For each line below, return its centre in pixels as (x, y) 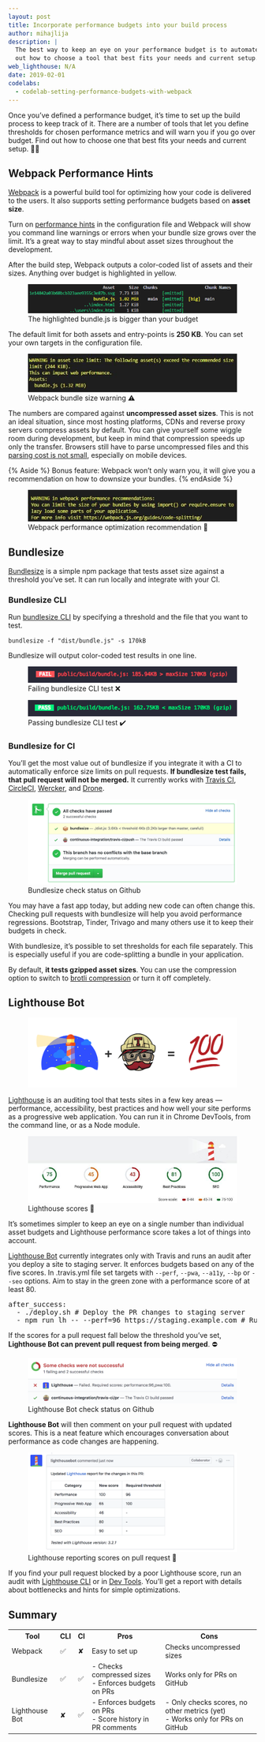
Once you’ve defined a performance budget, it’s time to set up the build (124, 115)
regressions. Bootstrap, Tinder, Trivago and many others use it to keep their (131, 922)
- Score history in (121, 1719)
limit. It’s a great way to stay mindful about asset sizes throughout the (121, 242)
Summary (33, 1615)
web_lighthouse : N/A (42, 67)
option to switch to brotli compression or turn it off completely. (110, 978)
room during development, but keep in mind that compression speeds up (127, 439)
